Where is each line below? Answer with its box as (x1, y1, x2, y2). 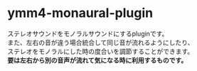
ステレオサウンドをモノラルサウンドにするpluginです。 (7, 29, 169, 38)
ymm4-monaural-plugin (7, 5, 154, 21)
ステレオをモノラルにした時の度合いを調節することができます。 (7, 47, 194, 55)
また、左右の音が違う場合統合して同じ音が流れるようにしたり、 (7, 38, 194, 47)
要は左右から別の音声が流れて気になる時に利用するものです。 (7, 55, 188, 65)
